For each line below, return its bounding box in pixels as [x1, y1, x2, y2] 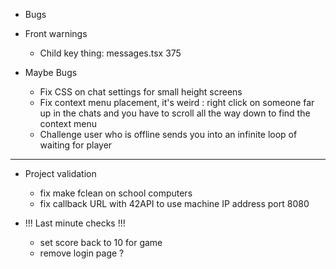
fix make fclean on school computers [39, 187, 193, 199]
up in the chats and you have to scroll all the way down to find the [39, 107, 311, 119]
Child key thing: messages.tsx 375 [39, 47, 182, 59]
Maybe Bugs [24, 67, 78, 78]
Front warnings [24, 28, 88, 39]
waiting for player [39, 139, 113, 151]
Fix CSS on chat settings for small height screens [39, 86, 243, 98]
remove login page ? [39, 247, 125, 259]
